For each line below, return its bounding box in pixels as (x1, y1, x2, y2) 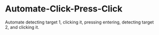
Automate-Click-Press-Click (5, 3, 123, 14)
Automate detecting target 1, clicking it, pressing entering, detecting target (5, 19, 154, 25)
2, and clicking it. (5, 24, 39, 30)
